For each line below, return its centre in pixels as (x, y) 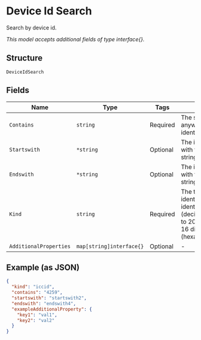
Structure (25, 58)
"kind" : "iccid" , (33, 287)
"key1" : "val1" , (37, 315)
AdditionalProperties (40, 246)
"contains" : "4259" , (37, 293)
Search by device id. (31, 28)
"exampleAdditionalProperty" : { (52, 309)
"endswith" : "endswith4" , (44, 303)
